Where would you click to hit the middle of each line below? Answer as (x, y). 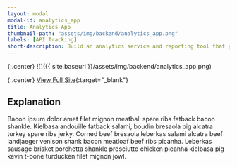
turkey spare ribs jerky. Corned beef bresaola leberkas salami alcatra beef (115, 133)
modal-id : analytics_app (44, 20)
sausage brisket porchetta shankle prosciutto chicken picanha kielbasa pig (116, 149)
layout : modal (28, 14)
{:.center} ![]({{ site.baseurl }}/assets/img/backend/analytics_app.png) (109, 66)
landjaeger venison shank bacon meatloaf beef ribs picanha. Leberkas (110, 141)
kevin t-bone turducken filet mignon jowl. (67, 156)
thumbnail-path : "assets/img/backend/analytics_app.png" (93, 33)
